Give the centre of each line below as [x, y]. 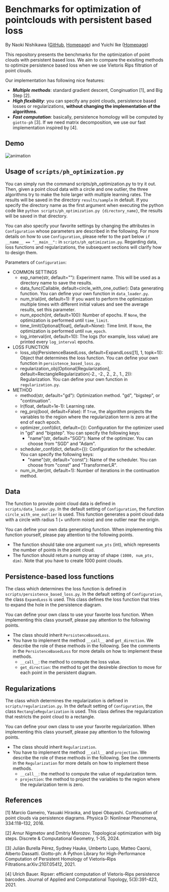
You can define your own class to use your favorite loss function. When [79, 615]
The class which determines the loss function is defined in [66, 589]
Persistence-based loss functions [60, 576]
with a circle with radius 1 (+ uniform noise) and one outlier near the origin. [82, 520]
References [24, 800]
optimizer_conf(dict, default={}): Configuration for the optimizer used [92, 427]
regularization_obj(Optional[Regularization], [65, 368]
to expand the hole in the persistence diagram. [54, 605]
